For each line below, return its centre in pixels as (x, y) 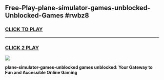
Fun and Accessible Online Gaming (41, 72)
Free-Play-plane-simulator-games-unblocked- (78, 8)
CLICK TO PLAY (24, 30)
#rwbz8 (77, 16)
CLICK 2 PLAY (22, 48)
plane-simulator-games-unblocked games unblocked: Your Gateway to (79, 67)
